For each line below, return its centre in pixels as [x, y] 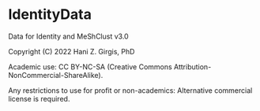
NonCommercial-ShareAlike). [56, 75]
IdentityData [50, 15]
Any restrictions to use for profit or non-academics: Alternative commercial [130, 90]
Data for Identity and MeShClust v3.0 [68, 36]
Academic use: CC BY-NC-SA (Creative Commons [90, 67]
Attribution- [192, 67]
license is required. [39, 98]
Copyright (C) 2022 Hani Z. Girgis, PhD [72, 51]
